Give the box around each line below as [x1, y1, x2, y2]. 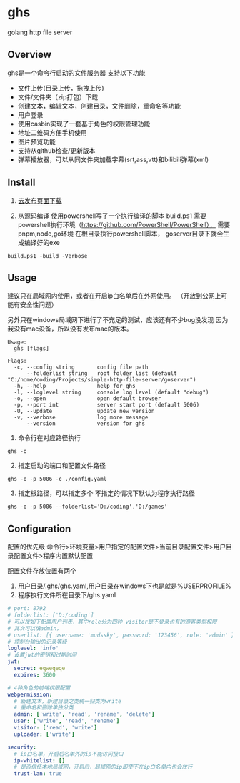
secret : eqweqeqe [14, 665, 66, 672]
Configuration [7, 522, 71, 534]
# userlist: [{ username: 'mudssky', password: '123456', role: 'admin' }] [7, 632, 238, 639]
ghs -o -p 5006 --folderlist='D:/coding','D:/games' [7, 503, 168, 511]
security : [7, 744, 37, 751]
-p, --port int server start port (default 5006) [14, 402, 200, 409]
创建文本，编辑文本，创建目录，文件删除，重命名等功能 [17, 101, 181, 110]
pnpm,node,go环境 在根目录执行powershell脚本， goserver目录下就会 [17, 229, 224, 238]
